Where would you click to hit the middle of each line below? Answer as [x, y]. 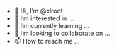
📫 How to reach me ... [47, 41]
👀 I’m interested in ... [44, 18]
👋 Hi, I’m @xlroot [38, 11]
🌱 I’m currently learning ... [52, 26]
